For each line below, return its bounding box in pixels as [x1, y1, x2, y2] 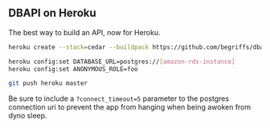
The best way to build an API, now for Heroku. [8, 27, 161, 37]
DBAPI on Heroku [8, 6, 96, 20]
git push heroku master [8, 79, 88, 87]
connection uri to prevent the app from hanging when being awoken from [8, 102, 252, 112]
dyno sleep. [8, 111, 47, 121]
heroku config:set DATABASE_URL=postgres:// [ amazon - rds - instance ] [8, 58, 235, 66]
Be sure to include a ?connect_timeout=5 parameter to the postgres [8, 94, 230, 103]
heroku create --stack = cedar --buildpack [8, 43, 149, 51]
